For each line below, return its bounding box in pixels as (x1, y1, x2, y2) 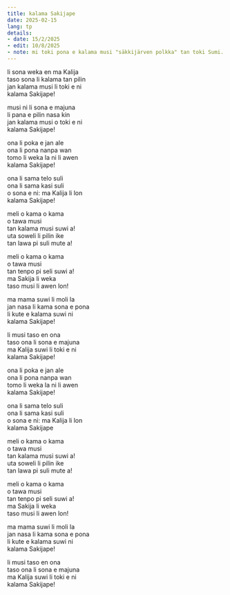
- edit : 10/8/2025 (7, 42, 60, 49)
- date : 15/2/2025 (7, 36, 60, 43)
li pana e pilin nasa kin (7, 110, 70, 118)
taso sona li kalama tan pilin (7, 75, 86, 83)
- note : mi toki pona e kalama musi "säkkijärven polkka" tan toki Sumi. (7, 49, 224, 56)
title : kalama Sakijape (7, 10, 76, 17)
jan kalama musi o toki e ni (7, 118, 83, 126)
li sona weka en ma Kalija (7, 67, 79, 76)
